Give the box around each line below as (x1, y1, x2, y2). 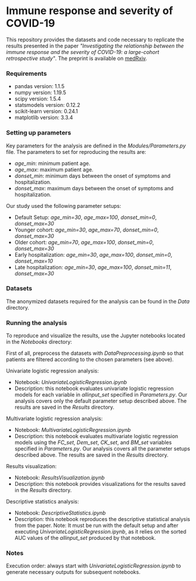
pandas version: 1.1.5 (14, 83, 65, 90)
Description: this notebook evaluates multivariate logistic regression (14, 433, 178, 440)
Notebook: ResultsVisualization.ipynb (14, 474, 105, 481)
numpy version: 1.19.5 (14, 89, 66, 96)
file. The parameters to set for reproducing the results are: (6, 148, 146, 155)
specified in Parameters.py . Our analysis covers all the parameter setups (14, 445, 190, 452)
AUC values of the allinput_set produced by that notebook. (14, 535, 156, 542)
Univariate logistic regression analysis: (6, 367, 99, 374)
